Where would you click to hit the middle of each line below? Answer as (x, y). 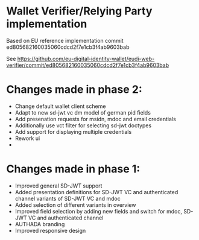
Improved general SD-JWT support (58, 186)
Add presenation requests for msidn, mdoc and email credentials (95, 119)
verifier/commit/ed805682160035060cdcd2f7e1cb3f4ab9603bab (88, 65)
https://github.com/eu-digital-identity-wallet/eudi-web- (86, 58)
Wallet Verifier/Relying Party (79, 11)
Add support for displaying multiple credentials (73, 131)
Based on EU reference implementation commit (65, 40)
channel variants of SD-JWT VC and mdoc (68, 198)
